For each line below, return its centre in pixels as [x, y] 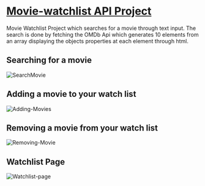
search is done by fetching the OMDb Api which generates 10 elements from [102, 34]
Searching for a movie [49, 60]
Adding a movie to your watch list [71, 94]
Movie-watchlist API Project [79, 11]
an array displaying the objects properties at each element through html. [97, 41]
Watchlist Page [36, 162]
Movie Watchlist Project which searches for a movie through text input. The [101, 28]
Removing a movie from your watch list [82, 128]
